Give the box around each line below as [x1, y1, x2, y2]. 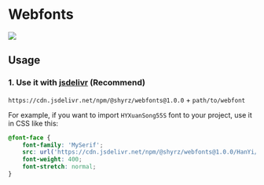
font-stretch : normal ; [22, 163, 97, 171]
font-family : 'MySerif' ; [22, 141, 104, 149]
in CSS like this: [8, 118, 59, 128]
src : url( [22, 148, 55, 156]
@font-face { [8, 133, 51, 142]
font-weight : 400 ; [22, 155, 82, 164]
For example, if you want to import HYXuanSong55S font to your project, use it [8, 110, 253, 119]
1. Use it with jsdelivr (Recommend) [8, 77, 145, 88]
